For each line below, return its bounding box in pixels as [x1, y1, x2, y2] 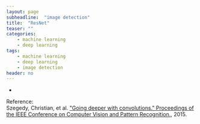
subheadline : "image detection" [6, 14, 90, 20]
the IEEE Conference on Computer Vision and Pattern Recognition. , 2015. [6, 111, 187, 118]
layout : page [6, 8, 39, 15]
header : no [6, 70, 34, 76]
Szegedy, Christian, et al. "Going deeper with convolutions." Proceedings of [6, 104, 194, 111]
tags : [6, 48, 20, 54]
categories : [6, 31, 36, 37]
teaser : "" [6, 25, 34, 32]
